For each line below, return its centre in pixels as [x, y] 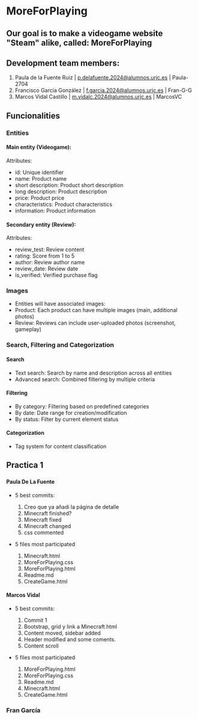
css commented [44, 532]
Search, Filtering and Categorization [60, 345]
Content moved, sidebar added [62, 633]
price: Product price [40, 198]
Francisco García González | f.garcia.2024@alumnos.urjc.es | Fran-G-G [103, 90]
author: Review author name [50, 263]
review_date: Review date [46, 269]
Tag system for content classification [61, 446]
